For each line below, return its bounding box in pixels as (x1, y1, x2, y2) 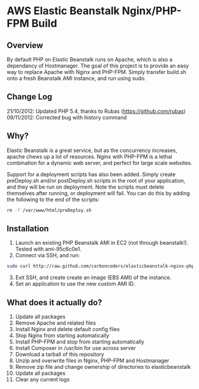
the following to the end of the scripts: (6, 196, 100, 203)
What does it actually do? (6, 297, 103, 307)
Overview (6, 40, 44, 50)
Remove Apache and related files (15, 319, 96, 326)
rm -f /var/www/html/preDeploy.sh (6, 207, 92, 213)
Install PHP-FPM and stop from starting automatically (15, 338, 145, 345)
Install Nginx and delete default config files (15, 326, 120, 332)
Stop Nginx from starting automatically (15, 332, 110, 339)
